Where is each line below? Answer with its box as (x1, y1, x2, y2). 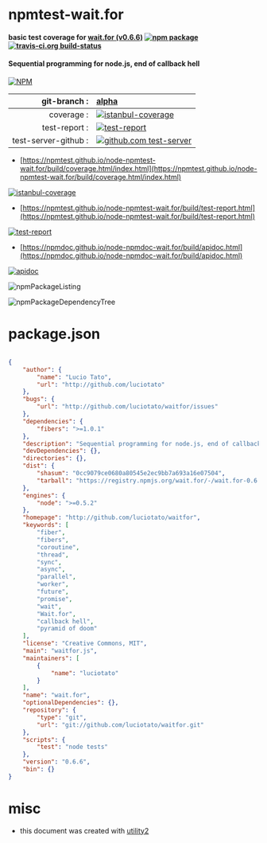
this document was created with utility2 (19, 825, 149, 835)
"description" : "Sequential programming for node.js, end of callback (22, 439, 261, 447)
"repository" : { (22, 706, 77, 714)
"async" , (37, 565, 66, 574)
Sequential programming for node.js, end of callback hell (8, 59, 200, 68)
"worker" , (37, 580, 69, 588)
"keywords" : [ (22, 521, 69, 529)
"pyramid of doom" (37, 625, 98, 633)
